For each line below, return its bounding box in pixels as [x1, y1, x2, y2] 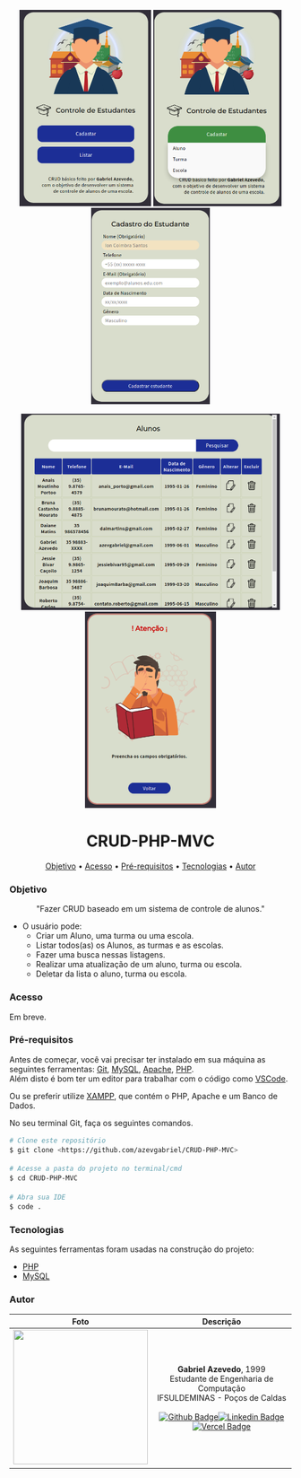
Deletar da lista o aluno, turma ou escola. [35, 968, 187, 979]
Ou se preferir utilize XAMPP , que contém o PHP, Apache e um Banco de [9, 1090, 278, 1101]
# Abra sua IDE [9, 1193, 66, 1203]
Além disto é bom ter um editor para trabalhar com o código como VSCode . [9, 1073, 288, 1084]
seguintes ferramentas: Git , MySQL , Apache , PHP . [9, 1063, 194, 1074]
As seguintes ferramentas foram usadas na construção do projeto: [9, 1244, 254, 1255]
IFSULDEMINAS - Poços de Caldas [156, 1393, 287, 1404]
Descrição [202, 1316, 242, 1326]
